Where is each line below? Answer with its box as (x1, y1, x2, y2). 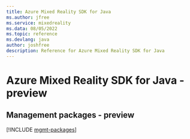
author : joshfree (6, 43, 50, 49)
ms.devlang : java (6, 37, 50, 43)
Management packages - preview (6, 110, 135, 120)
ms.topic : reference (6, 31, 58, 37)
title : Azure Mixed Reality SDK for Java (6, 8, 111, 15)
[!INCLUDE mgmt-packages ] (6, 126, 77, 133)
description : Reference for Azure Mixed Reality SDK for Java (6, 48, 165, 54)
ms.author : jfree (6, 14, 50, 20)
